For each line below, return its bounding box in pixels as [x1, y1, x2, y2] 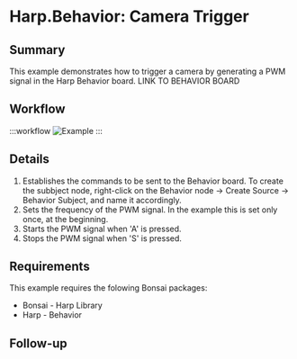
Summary [9, 42, 66, 58]
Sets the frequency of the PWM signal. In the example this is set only [22, 204, 278, 215]
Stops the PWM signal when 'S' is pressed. [22, 232, 183, 244]
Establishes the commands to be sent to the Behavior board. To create [22, 175, 283, 186]
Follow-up [9, 336, 67, 351]
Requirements [9, 259, 90, 274]
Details [9, 151, 49, 167]
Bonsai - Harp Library [22, 300, 103, 311]
